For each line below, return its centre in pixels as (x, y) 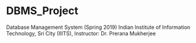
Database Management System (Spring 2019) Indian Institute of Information (98, 27)
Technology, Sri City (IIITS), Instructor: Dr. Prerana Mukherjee (81, 33)
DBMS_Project (42, 11)
